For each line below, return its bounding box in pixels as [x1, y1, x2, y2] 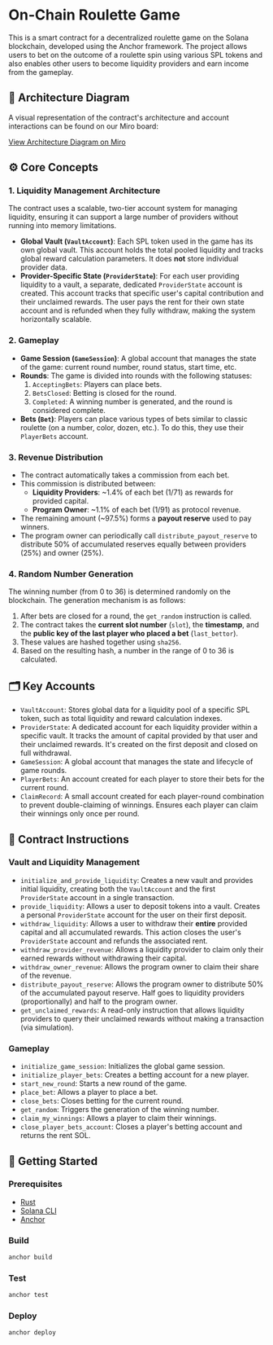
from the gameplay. [8, 67, 74, 77]
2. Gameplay [8, 335, 59, 346]
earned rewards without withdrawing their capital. [19, 953, 188, 963]
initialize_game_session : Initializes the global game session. [19, 1061, 225, 1071]
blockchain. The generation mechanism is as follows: [8, 596, 186, 605]
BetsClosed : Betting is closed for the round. [32, 388, 177, 398]
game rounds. [19, 766, 67, 776]
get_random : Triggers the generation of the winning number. [19, 1105, 219, 1114]
